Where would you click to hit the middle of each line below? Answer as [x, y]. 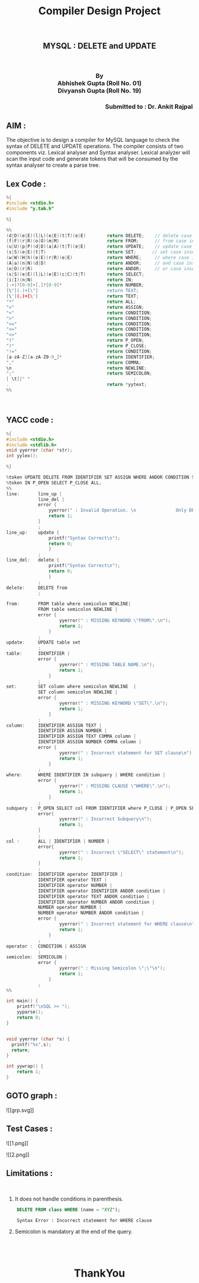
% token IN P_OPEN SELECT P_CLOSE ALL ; [54, 483]
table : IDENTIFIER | [38, 654]
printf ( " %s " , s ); [31, 1044]
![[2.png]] [18, 1154]
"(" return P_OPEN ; [75, 340]
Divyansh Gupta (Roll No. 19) [99, 90]
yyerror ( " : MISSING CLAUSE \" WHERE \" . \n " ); [115, 786]
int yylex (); [22, 456]
